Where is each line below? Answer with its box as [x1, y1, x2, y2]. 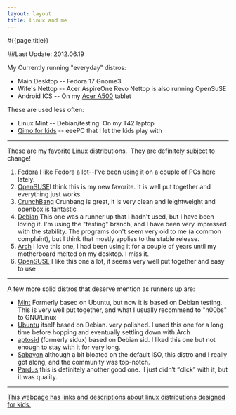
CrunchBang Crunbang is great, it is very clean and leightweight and [17, 197, 216, 205]
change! [7, 154, 32, 162]
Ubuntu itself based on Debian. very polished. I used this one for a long [17, 320, 223, 329]
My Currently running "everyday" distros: [7, 63, 126, 72]
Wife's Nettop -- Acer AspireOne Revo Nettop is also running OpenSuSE [17, 84, 227, 93]
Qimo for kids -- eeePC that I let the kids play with [17, 126, 163, 135]
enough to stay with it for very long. [17, 343, 121, 351]
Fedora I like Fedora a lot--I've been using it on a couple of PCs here [17, 168, 216, 176]
